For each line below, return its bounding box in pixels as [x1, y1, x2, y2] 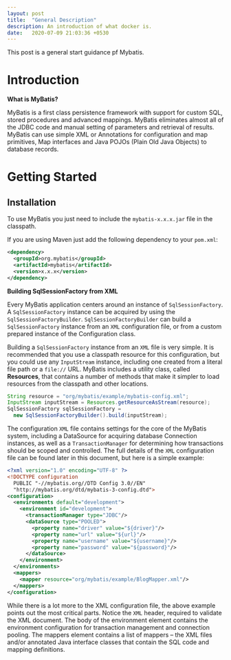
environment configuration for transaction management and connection [7, 623, 210, 631]
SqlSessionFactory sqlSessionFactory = [7, 406, 122, 413]
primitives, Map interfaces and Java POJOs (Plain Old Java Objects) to [7, 138, 208, 146]
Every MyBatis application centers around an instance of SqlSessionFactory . [7, 300, 223, 309]
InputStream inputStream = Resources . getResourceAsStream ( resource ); [7, 399, 211, 406]
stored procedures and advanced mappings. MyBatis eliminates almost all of [7, 116, 224, 124]
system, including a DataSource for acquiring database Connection [7, 432, 197, 440]
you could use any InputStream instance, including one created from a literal [7, 358, 223, 366]
